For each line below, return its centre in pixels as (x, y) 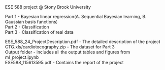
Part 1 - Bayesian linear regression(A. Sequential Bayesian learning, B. (76, 16)
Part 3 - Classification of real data (39, 32)
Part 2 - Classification (27, 27)
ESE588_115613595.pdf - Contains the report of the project (65, 62)
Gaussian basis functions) (32, 22)
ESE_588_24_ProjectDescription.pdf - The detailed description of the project (83, 42)
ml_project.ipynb (22, 57)
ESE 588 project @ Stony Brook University (48, 7)
